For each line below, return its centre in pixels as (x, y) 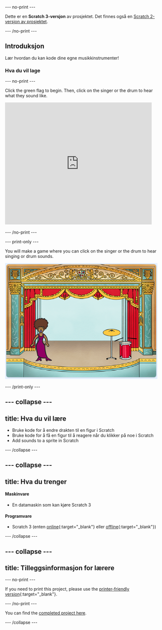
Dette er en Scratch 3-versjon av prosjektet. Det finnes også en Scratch (77, 16)
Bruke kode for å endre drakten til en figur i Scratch (63, 430)
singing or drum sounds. (29, 256)
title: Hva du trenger (36, 482)
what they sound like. (26, 96)
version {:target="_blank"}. (31, 594)
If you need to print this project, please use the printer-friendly (67, 589)
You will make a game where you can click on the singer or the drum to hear (81, 251)
